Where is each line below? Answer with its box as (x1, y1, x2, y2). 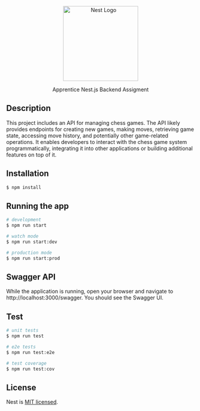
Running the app (6, 201, 69, 211)
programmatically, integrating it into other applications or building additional (6, 145, 193, 152)
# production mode (6, 250, 52, 256)
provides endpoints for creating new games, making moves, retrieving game (6, 125, 195, 133)
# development (6, 217, 42, 223)
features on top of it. (6, 151, 57, 158)
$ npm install (6, 184, 42, 190)
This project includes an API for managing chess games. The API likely (6, 119, 181, 126)
